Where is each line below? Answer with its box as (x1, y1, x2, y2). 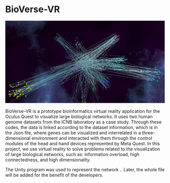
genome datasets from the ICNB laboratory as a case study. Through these (5, 119, 162, 125)
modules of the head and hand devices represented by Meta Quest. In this (5, 141, 160, 147)
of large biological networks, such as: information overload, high (5, 151, 140, 158)
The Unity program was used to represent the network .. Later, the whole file (5, 167, 165, 173)
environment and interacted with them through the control (31, 135, 153, 141)
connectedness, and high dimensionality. (5, 157, 91, 163)
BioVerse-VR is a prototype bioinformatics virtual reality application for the (5, 108, 160, 114)
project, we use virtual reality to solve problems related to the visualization (5, 146, 160, 152)
